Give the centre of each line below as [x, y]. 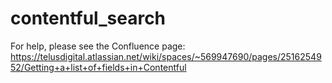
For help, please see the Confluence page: [98, 46]
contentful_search [88, 18]
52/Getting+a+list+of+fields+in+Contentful [98, 67]
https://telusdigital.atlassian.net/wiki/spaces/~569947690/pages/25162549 [166, 56]
